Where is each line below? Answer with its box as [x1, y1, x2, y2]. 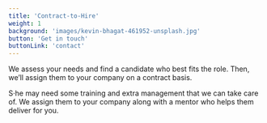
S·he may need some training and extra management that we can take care [8, 88, 259, 98]
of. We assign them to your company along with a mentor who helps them [8, 97, 255, 107]
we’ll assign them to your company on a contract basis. [8, 73, 193, 83]
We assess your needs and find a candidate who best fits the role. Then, [8, 64, 250, 74]
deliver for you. [8, 106, 59, 116]
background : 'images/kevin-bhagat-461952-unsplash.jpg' [8, 27, 201, 35]
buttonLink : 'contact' [8, 42, 85, 50]
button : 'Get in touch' [8, 34, 89, 43]
